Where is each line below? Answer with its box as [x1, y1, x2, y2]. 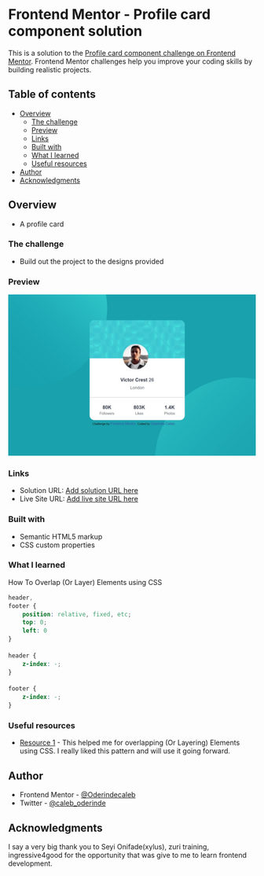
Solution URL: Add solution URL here [19, 486, 139, 495]
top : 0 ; [22, 619, 47, 627]
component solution [8, 22, 143, 40]
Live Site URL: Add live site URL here [19, 494, 139, 504]
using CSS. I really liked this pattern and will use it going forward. [19, 746, 230, 756]
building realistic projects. [8, 64, 92, 74]
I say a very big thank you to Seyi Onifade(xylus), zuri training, [8, 842, 210, 852]
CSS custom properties [19, 540, 96, 550]
